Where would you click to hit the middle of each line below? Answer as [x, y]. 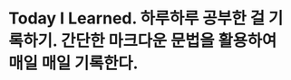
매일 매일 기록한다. [73, 63]
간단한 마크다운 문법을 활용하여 [169, 41]
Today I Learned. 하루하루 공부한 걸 [136, 18]
